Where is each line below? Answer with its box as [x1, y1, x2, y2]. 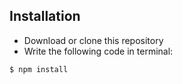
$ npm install [9, 64, 69, 74]
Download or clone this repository [23, 34, 164, 46]
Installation [9, 8, 81, 25]
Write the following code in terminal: [23, 45, 174, 57]
